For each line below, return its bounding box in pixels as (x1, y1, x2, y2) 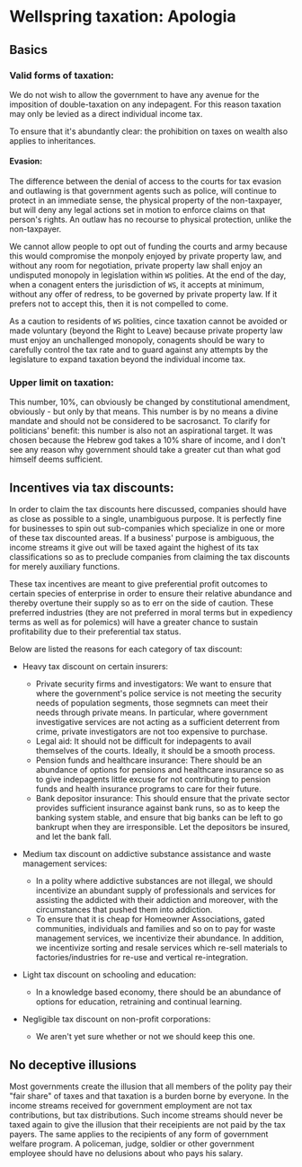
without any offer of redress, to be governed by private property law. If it (9, 289, 278, 300)
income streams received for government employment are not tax (9, 1101, 253, 1110)
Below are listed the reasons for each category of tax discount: (9, 644, 243, 655)
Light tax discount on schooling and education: (22, 969, 197, 980)
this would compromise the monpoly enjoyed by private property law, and (9, 251, 282, 261)
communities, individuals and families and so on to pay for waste (35, 924, 276, 934)
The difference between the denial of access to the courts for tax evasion (9, 176, 281, 187)
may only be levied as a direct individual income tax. (9, 108, 203, 119)
